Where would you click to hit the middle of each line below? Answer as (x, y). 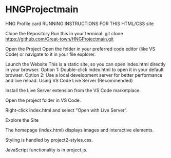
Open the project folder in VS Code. (43, 100)
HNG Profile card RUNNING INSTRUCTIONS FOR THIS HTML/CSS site (80, 24)
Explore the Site (22, 120)
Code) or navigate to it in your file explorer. (51, 54)
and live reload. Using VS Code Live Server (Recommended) (69, 80)
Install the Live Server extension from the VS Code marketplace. (73, 90)
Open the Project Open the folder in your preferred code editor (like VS (80, 49)
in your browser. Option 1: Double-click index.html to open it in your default (84, 70)
